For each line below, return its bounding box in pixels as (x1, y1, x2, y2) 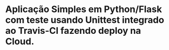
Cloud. (5, 36, 34, 47)
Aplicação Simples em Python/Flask (5, 4, 162, 15)
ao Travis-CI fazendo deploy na (5, 25, 141, 36)
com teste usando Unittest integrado (5, 14, 164, 26)
